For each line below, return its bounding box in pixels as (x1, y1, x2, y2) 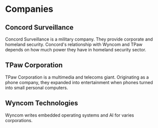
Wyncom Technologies (5, 99, 78, 107)
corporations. (5, 117, 33, 123)
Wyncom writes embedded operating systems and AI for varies (5, 112, 134, 118)
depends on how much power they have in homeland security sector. (5, 47, 147, 52)
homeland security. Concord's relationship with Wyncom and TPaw (5, 42, 143, 47)
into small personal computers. (5, 85, 68, 90)
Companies (5, 3, 53, 15)
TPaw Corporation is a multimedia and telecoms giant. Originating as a (5, 74, 149, 80)
